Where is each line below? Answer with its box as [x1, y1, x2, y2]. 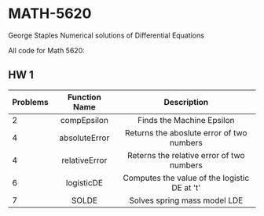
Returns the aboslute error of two [124, 127, 247, 138]
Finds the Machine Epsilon [137, 114, 235, 125]
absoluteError [59, 132, 110, 143]
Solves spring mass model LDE [129, 195, 244, 206]
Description [163, 96, 209, 107]
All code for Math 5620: [8, 45, 85, 55]
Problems [12, 96, 49, 107]
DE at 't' [171, 182, 201, 193]
